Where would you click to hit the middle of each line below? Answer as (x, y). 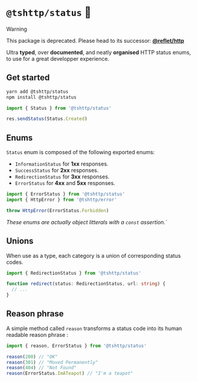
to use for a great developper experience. (58, 58)
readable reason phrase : (37, 334)
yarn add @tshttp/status (37, 92)
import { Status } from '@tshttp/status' (59, 108)
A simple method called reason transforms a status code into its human (94, 328)
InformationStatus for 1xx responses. (61, 164)
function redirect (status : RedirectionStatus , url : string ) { (86, 284)
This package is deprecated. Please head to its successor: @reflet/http (95, 40)
